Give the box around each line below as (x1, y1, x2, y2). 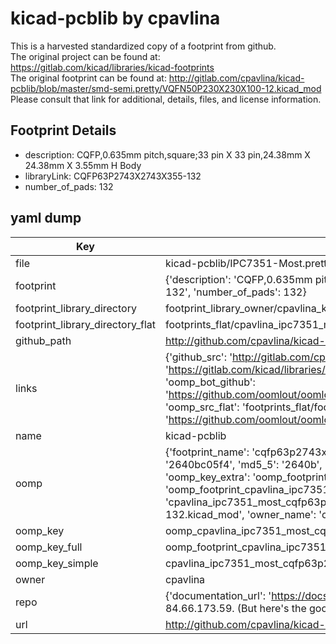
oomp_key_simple (15, 556, 99, 570)
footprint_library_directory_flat (15, 317, 156, 331)
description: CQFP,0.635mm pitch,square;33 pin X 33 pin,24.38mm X (24, 148, 311, 161)
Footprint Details (10, 122, 117, 139)
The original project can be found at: (10, 50, 161, 62)
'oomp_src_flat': (164, 400, 240, 414)
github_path (15, 333, 72, 347)
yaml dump (10, 210, 82, 227)
